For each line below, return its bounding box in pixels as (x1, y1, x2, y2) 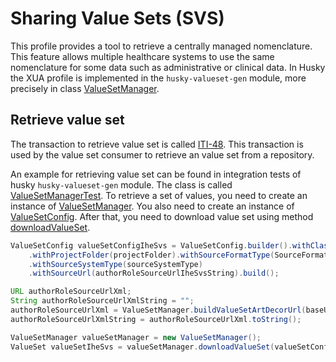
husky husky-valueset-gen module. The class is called (10, 178, 233, 191)
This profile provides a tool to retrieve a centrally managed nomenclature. (10, 40, 313, 52)
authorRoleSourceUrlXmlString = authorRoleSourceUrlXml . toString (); (10, 314, 302, 324)
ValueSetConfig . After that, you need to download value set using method (10, 210, 314, 222)
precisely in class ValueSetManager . (10, 82, 160, 94)
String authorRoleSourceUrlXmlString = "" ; (10, 296, 195, 306)
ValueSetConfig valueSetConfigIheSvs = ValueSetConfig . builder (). (10, 240, 293, 251)
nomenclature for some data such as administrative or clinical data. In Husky (10, 61, 326, 73)
